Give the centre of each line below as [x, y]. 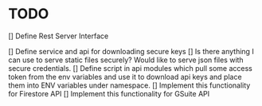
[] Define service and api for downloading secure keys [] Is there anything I [131, 51]
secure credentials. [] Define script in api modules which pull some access [130, 68]
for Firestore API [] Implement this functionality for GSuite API [109, 93]
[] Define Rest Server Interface [59, 36]
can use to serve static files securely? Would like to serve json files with [126, 60]
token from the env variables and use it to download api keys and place [125, 77]
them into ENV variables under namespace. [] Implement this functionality [129, 85]
